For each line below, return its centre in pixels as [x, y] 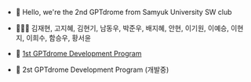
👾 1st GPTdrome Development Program [78, 53]
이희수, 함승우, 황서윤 [59, 38]
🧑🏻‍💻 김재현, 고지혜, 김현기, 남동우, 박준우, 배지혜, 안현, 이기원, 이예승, [122, 28]
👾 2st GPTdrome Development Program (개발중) [92, 70]
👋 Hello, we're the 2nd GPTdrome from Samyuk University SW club [124, 12]
